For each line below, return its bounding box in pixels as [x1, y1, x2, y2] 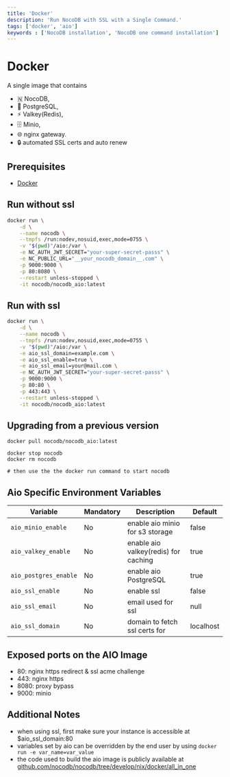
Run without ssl [7, 199, 75, 211]
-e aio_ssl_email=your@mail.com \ [19, 363, 118, 370]
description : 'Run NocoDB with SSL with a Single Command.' [7, 16, 183, 23]
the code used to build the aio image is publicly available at [16, 755, 184, 763]
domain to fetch [127, 617, 178, 627]
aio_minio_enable [10, 524, 67, 531]
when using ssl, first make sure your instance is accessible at [16, 727, 190, 735]
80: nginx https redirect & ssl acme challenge [16, 667, 145, 676]
